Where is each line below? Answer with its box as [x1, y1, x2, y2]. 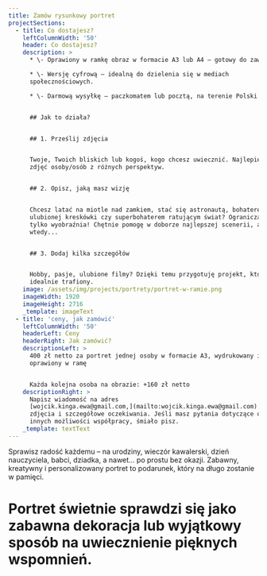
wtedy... [29, 228, 59, 236]
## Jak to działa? [29, 113, 91, 122]
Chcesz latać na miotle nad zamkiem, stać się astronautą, [29, 206, 229, 214]
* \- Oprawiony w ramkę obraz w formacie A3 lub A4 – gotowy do [29, 56, 247, 64]
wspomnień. [8, 550, 93, 568]
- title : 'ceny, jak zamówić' [15, 315, 115, 323]
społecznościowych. [29, 77, 94, 86]
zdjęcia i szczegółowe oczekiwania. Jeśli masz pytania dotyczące [29, 410, 254, 418]
